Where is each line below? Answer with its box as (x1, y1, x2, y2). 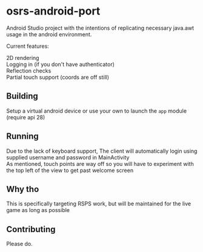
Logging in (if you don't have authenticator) (6, 61, 115, 68)
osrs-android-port (6, 4, 101, 18)
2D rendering (6, 54, 39, 61)
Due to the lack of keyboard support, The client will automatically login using (6, 147, 198, 154)
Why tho (6, 184, 39, 194)
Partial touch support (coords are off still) (6, 73, 110, 81)
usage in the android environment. (6, 30, 92, 38)
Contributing (6, 224, 56, 234)
